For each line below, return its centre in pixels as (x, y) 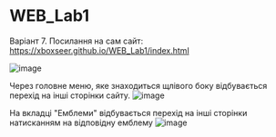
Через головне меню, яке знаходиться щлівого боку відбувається (138, 85)
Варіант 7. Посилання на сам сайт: (77, 41)
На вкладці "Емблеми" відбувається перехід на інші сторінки (128, 113)
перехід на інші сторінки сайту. (70, 95)
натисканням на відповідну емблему (81, 122)
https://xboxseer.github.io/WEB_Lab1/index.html (99, 50)
